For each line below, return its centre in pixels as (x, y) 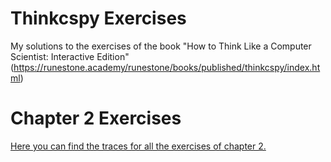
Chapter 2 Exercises (96, 118)
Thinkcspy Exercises (98, 18)
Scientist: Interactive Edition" (70, 56)
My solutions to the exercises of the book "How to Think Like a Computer (161, 46)
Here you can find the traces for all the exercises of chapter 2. (138, 146)
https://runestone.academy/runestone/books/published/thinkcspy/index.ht (167, 67)
